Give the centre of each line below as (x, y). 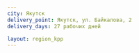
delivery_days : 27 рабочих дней (54, 26)
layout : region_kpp (35, 39)
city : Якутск (26, 13)
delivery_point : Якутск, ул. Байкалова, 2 (69, 20)
